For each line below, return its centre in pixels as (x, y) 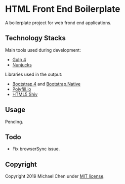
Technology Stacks (35, 38)
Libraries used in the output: (34, 74)
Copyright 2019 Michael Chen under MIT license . (55, 176)
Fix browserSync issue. (36, 149)
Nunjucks (22, 64)
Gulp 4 (19, 60)
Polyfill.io (21, 89)
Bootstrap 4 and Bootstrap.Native (46, 84)
